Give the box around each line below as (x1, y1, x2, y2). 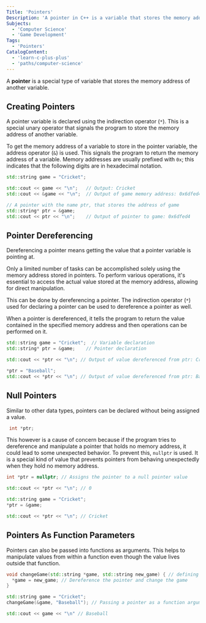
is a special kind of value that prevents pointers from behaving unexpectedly (6, 455, 200, 463)
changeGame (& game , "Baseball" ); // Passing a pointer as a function (6, 600, 185, 606)
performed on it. (6, 328, 48, 335)
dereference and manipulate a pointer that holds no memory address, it (6, 443, 186, 450)
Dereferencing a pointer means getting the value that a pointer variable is (6, 247, 191, 254)
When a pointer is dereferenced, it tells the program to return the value (6, 315, 185, 322)
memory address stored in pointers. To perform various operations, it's (6, 271, 186, 279)
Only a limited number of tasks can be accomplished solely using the (6, 265, 181, 273)
